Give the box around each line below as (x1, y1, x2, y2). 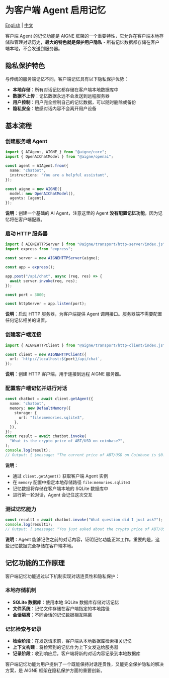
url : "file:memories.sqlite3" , (18, 415, 84, 420)
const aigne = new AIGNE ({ (5, 186, 62, 191)
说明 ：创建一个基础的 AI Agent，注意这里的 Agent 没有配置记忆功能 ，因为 (5, 210, 158, 216)
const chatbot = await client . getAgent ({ (5, 397, 94, 402)
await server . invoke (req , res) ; (10, 278, 78, 283)
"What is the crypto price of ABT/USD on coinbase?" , (10, 438, 125, 444)
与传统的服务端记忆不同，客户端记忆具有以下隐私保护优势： (5, 76, 129, 82)
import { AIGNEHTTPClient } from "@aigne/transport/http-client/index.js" (5, 343, 165, 348)
